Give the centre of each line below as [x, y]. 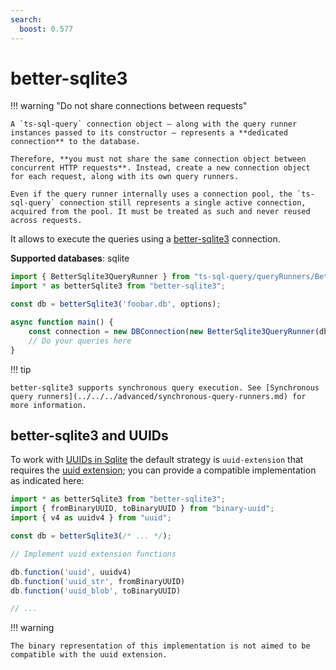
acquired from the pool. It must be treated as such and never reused [160, 212]
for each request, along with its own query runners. [125, 177]
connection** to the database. [75, 142]
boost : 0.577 [46, 29]
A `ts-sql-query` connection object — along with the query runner [154, 124]
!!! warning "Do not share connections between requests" [129, 106]
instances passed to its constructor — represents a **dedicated [149, 133]
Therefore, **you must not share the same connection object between [158, 159]
